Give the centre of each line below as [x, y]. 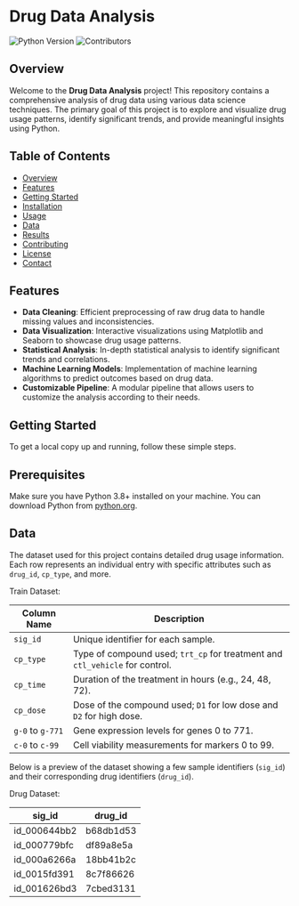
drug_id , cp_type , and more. [60, 574]
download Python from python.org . [73, 506]
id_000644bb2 [45, 830]
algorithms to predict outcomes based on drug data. [117, 378]
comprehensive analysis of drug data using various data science [128, 100]
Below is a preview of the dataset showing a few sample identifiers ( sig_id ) [148, 766]
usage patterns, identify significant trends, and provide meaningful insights [147, 118]
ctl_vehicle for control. [122, 665]
